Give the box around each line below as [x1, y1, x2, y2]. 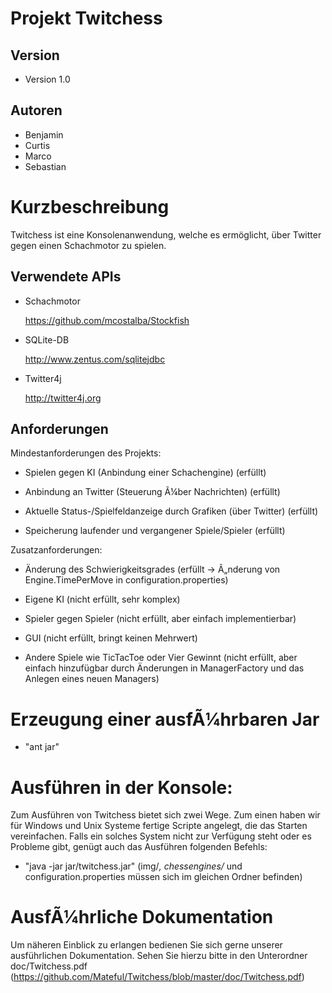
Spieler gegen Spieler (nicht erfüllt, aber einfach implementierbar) [24, 613, 297, 625]
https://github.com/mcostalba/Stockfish [24, 314, 190, 326]
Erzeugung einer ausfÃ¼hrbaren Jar [10, 708, 320, 731]
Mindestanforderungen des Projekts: [10, 447, 162, 459]
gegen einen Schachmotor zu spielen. [10, 239, 167, 251]
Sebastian [24, 160, 67, 172]
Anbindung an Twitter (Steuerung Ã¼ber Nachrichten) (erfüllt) [24, 486, 281, 498]
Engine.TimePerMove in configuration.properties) [24, 574, 229, 586]
